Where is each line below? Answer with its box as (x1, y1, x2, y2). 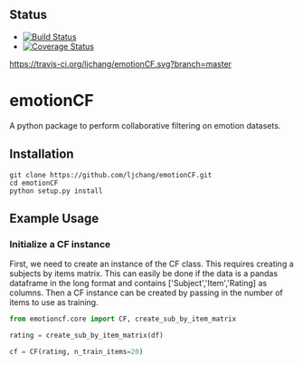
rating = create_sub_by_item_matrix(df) (9, 331, 165, 341)
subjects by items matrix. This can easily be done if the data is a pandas (9, 268, 279, 279)
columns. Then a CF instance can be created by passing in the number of (9, 287, 283, 298)
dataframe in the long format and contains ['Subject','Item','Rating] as (9, 278, 268, 289)
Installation (9, 147, 74, 162)
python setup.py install (9, 186, 103, 196)
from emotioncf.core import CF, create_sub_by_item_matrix (9, 314, 237, 324)
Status (9, 7, 48, 23)
